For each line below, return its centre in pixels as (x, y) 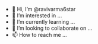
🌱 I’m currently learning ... (43, 22)
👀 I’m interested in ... (37, 15)
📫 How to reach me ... (39, 35)
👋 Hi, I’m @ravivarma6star (44, 9)
